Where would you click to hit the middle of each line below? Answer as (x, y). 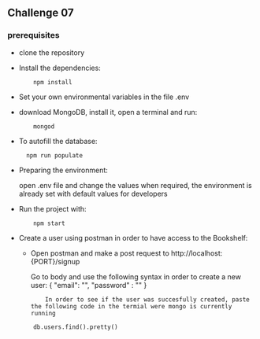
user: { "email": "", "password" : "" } (89, 285)
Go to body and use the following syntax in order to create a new (136, 276)
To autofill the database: (58, 141)
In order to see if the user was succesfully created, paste (147, 299)
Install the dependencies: (60, 68)
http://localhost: (197, 253)
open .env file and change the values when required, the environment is (136, 185)
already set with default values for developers (93, 193)
